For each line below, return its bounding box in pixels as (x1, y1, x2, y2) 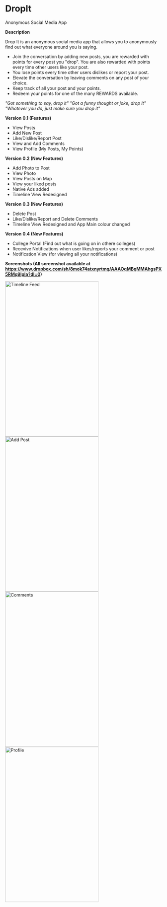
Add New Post (12, 130, 42, 136)
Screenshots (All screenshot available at (5, 260, 91, 266)
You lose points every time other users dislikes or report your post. (12, 69, 149, 75)
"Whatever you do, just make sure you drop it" (5, 105, 100, 111)
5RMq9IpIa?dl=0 (5, 271, 41, 277)
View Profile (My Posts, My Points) (12, 146, 83, 151)
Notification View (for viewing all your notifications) (12, 251, 118, 257)
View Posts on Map (12, 175, 52, 181)
